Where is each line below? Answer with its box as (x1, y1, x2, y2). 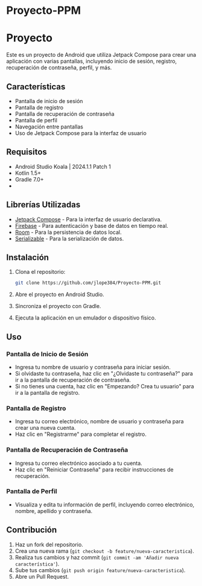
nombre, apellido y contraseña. (14, 507, 93, 514)
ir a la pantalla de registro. (14, 389, 80, 396)
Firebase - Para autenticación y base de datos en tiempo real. (14, 222, 169, 229)
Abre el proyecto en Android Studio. (14, 291, 104, 298)
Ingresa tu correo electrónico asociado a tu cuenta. (14, 459, 143, 467)
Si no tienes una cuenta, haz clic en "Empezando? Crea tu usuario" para (14, 382, 194, 389)
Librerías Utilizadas (6, 200, 81, 210)
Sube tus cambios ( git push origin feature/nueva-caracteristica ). (14, 566, 186, 573)
